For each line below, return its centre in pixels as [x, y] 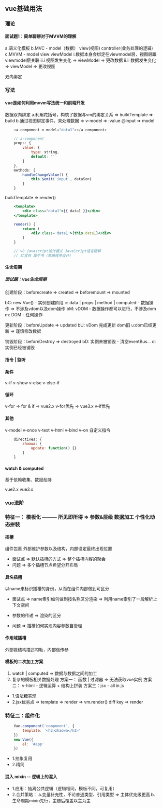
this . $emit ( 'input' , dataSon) [61, 179]
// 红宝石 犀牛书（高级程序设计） [43, 256]
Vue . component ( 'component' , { [44, 726]
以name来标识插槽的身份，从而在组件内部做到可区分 [57, 589]
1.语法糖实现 [24, 696]
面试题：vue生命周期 [26, 279]
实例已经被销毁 [20, 348]
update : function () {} [54, 448]
